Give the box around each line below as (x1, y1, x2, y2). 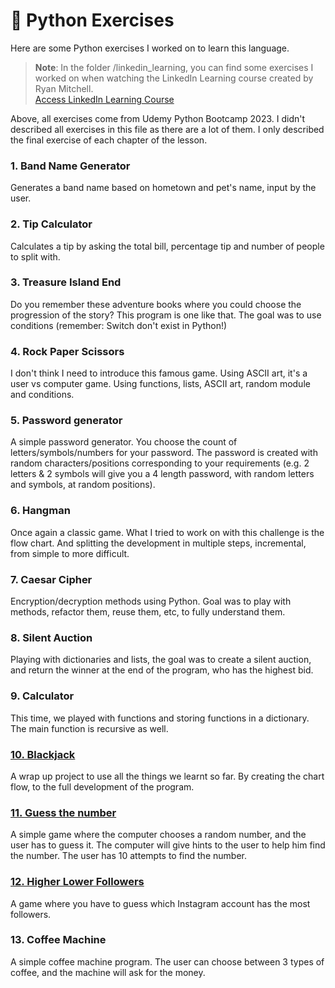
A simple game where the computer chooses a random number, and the (10, 829, 307, 841)
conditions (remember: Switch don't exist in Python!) (10, 319, 228, 331)
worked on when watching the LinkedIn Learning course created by (34, 72, 314, 84)
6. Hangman (10, 504, 71, 518)
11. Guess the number (10, 805, 117, 819)
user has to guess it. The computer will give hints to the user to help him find (10, 839, 326, 851)
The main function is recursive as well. (10, 722, 169, 734)
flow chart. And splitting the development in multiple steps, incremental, (10, 537, 307, 549)
